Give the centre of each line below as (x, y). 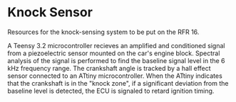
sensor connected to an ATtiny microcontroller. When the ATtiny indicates (115, 76)
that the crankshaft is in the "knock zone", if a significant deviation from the (118, 83)
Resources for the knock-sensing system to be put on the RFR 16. (103, 32)
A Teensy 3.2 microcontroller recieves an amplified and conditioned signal (116, 45)
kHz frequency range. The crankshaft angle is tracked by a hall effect (109, 68)
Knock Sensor (50, 12)
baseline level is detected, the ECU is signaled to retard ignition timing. (111, 91)
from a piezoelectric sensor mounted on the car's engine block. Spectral (114, 53)
